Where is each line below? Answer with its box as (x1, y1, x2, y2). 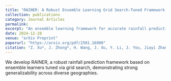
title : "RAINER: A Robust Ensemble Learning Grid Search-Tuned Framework (5, 7, 165, 13)
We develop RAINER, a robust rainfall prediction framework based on (5, 59, 150, 65)
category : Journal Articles (5, 17, 65, 22)
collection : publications (5, 12, 60, 17)
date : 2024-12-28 (5, 31, 42, 36)
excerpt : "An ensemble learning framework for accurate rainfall (5, 26, 147, 31)
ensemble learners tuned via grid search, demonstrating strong (5, 64, 138, 70)
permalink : (5, 21, 28, 27)
